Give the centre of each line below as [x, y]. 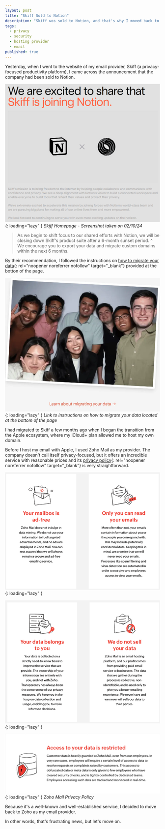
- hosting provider [29, 42]
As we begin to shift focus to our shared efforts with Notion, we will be [88, 235]
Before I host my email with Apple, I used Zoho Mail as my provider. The [78, 449]
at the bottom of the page [31, 420]
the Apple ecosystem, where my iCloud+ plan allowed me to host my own [79, 435]
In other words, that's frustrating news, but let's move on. [63, 821]
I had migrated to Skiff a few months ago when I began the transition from [80, 430]
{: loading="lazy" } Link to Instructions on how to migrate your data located [81, 415]
